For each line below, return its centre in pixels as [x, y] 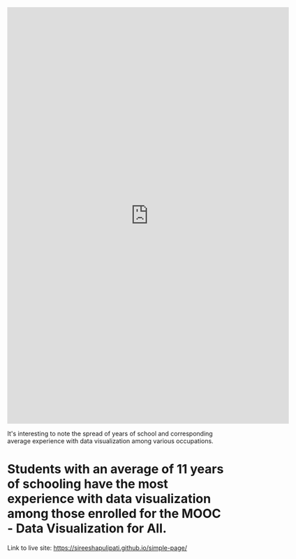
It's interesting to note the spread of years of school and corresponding [110, 433]
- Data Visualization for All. [87, 529]
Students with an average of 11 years [116, 469]
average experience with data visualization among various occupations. [111, 441]
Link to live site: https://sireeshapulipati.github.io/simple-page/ [97, 548]
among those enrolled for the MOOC [114, 514]
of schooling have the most [88, 484]
